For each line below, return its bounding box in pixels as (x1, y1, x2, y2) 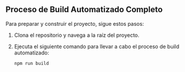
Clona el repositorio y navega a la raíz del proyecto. (14, 32, 139, 39)
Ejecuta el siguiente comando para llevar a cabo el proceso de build (14, 43, 180, 50)
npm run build (14, 60, 49, 66)
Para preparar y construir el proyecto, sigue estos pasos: (5, 20, 144, 27)
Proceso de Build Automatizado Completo (5, 5, 163, 15)
